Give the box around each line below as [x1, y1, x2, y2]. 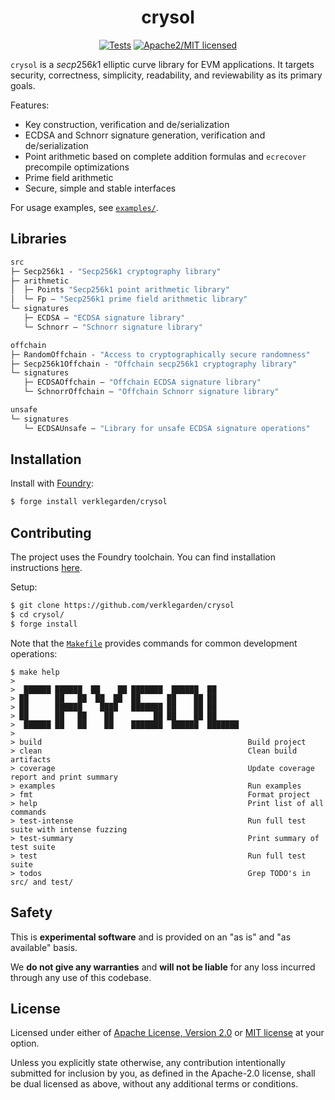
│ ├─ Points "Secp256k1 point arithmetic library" [10, 285, 230, 295]
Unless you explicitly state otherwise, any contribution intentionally [10, 1057, 286, 1069]
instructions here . [10, 562, 83, 574]
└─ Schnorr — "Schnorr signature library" [23, 322, 203, 332]
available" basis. [10, 941, 78, 953]
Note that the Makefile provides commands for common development [10, 637, 298, 649]
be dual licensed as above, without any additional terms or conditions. [10, 1078, 299, 1090]
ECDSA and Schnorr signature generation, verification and [24, 129, 266, 141]
